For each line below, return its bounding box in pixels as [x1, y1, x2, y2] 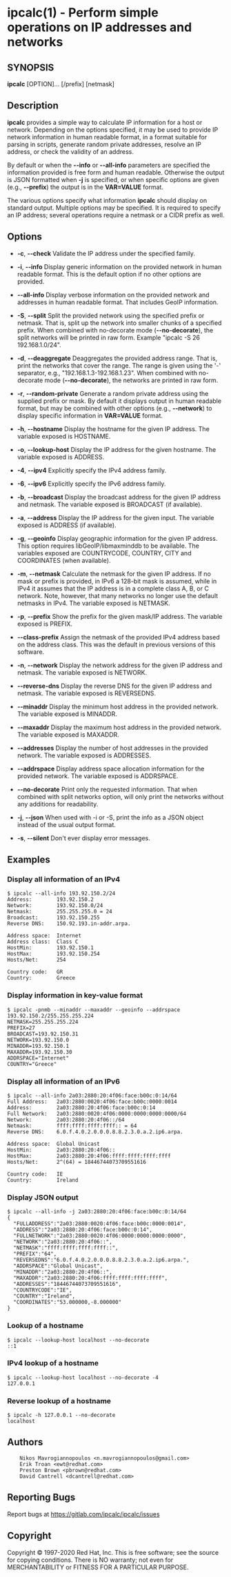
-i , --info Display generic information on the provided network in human [17, 262, 222, 270]
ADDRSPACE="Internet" [7, 1054, 70, 1062]
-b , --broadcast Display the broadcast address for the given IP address [17, 493, 221, 501]
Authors [7, 1436, 43, 1448]
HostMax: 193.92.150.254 [7, 951, 100, 958]
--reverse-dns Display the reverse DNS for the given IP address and [17, 682, 212, 690]
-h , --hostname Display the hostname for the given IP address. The [17, 424, 210, 433]
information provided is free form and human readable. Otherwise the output [7, 168, 225, 177]
